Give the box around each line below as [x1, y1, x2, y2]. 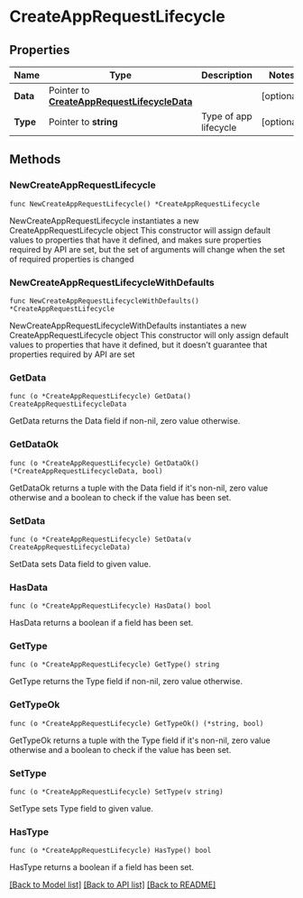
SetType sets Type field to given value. [9, 803, 153, 814]
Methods [9, 151, 61, 168]
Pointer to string [48, 115, 119, 128]
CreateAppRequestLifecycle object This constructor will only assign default [9, 329, 289, 340]
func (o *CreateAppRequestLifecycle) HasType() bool [9, 846, 212, 856]
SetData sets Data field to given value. [9, 558, 151, 569]
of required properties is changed [9, 253, 134, 264]
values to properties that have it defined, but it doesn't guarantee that [9, 339, 268, 350]
